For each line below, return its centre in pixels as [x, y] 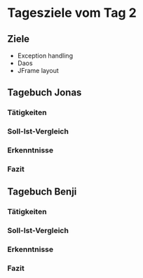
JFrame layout [38, 71]
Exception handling [45, 55]
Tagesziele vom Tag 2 [72, 13]
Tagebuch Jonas [45, 93]
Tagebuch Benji [42, 192]
